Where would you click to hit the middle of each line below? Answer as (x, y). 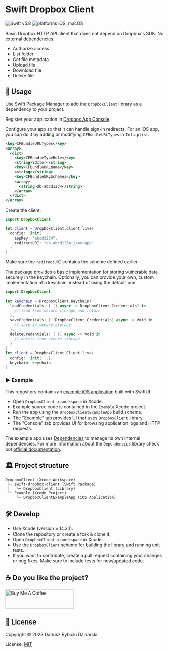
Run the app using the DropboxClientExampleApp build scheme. (77, 412)
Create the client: (23, 210)
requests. (23, 428)
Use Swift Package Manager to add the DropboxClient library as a (74, 104)
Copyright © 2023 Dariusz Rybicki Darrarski (51, 634)
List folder (23, 54)
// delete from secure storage (47, 339)
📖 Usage (18, 92)
